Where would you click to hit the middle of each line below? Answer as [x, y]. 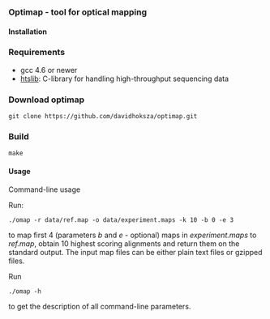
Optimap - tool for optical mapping [78, 12]
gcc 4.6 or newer [49, 70]
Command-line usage [45, 189]
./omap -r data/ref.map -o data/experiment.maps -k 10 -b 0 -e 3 [121, 220]
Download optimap [47, 100]
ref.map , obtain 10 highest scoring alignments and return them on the [124, 243]
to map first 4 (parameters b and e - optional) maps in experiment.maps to [133, 235]
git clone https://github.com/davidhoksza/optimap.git [103, 117]
